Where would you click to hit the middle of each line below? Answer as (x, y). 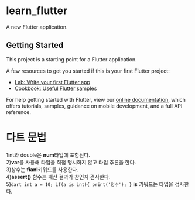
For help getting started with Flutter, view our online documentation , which (96, 99)
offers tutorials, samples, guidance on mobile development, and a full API (94, 106)
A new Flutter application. (37, 27)
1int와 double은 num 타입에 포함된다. (48, 155)
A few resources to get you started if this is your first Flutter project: (88, 71)
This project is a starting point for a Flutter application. (71, 59)
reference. (18, 112)
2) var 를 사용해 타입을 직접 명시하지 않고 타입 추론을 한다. (71, 162)
